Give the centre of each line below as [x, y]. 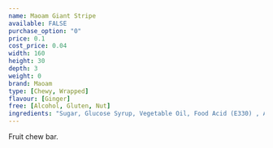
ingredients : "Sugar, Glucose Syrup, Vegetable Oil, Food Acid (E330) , [134, 114]
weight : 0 [25, 76]
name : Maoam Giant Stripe [52, 16]
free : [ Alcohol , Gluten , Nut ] [60, 106]
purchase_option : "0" [45, 31]
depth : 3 [23, 69]
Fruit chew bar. [33, 137]
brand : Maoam [30, 83]
